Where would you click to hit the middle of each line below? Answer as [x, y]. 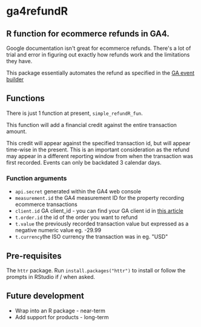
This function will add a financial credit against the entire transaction [92, 125]
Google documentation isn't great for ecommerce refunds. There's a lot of [99, 48]
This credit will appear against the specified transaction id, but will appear [98, 143]
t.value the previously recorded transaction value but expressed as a [102, 224]
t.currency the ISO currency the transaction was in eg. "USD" [91, 237]
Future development [45, 296]
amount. [17, 131]
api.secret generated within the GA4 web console [78, 191]
